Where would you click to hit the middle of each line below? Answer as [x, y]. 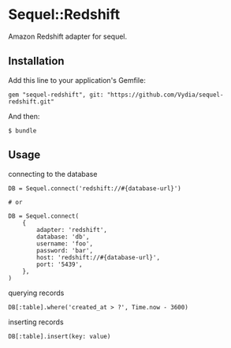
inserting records [36, 322]
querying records [36, 293]
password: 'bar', [65, 250]
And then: [24, 116]
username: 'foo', [65, 243]
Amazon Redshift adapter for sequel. [68, 36]
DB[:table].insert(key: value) [60, 336]
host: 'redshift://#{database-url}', [98, 257]
